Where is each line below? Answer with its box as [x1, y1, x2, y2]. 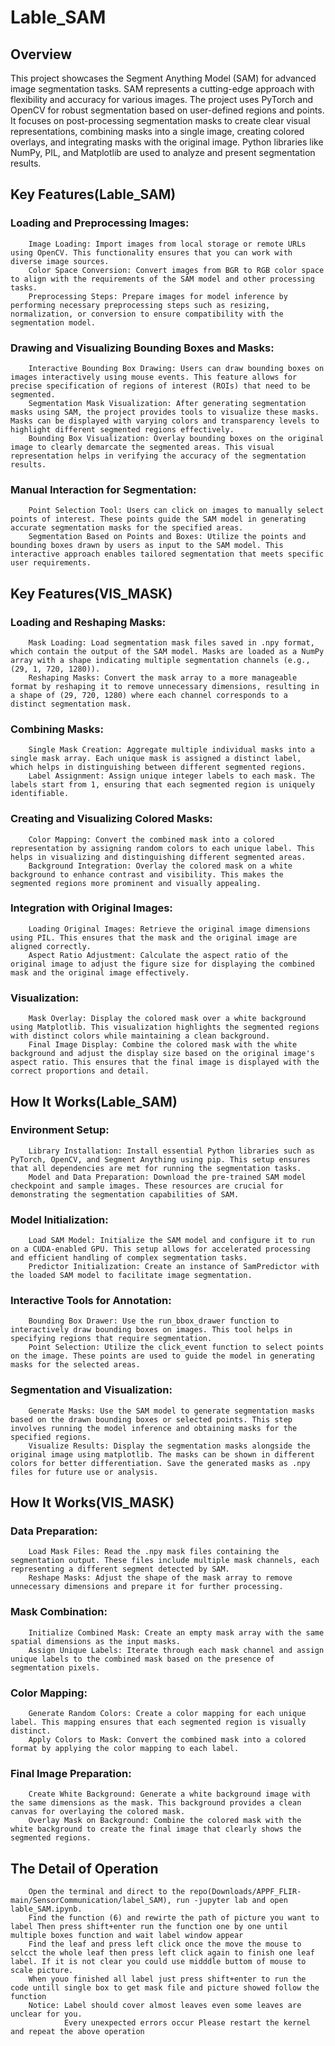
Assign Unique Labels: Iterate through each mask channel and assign [28, 1645, 325, 1655]
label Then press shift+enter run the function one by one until [10, 1922, 288, 1932]
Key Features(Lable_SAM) [10, 186, 177, 203]
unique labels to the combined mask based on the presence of [10, 1654, 275, 1664]
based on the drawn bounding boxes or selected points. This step [10, 1414, 293, 1425]
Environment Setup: [10, 1123, 110, 1137]
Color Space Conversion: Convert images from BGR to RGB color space [28, 265, 325, 275]
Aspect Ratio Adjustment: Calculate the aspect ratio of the [28, 950, 288, 960]
